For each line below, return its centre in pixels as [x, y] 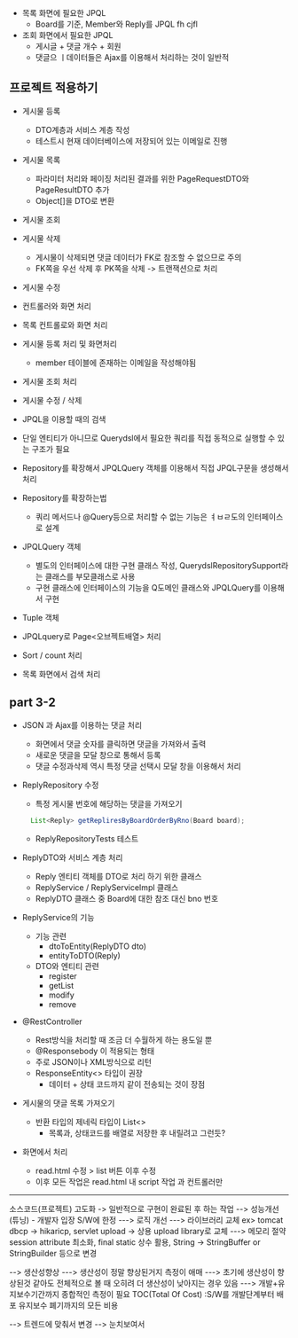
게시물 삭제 [41, 239]
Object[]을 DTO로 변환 [75, 200]
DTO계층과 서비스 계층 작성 [82, 129]
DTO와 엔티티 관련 [67, 966]
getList [61, 985]
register [63, 976]
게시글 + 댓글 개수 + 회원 [78, 46]
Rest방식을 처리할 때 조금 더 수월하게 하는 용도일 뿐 [124, 1039]
